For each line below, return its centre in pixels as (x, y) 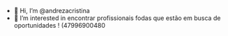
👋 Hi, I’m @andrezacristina (52, 11)
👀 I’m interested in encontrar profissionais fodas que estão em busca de (117, 18)
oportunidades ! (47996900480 (60, 25)
